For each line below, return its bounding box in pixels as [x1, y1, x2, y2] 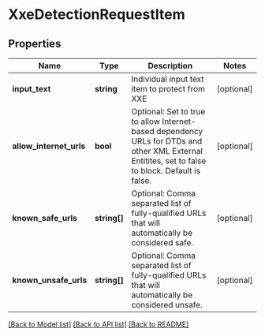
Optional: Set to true [131, 106, 206, 117]
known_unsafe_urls [12, 274, 88, 286]
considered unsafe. [131, 300, 203, 310]
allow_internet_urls [12, 140, 86, 151]
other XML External [131, 146, 203, 156]
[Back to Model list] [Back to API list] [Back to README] [8, 319, 189, 329]
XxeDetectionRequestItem [8, 6, 185, 24]
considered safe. [131, 237, 194, 248]
